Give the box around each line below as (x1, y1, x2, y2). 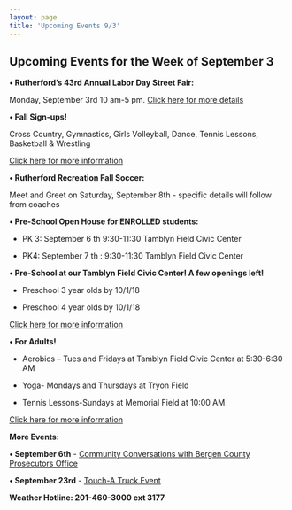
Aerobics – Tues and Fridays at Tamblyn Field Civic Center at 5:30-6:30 (21, 353, 283, 364)
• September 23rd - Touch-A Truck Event (9, 475, 161, 486)
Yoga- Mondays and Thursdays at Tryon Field (21, 380, 189, 390)
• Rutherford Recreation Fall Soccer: (9, 173, 145, 183)
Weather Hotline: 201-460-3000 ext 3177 (9, 492, 165, 503)
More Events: (9, 431, 59, 443)
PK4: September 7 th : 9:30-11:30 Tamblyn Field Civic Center (21, 251, 244, 261)
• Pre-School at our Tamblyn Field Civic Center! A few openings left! (9, 267, 265, 279)
